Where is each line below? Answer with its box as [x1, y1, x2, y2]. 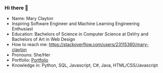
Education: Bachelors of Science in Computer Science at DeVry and [11, 31, 149, 37]
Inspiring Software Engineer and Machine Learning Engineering [11, 21, 140, 26]
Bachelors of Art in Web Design [11, 36, 75, 42]
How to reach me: [11, 42, 48, 48]
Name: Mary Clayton [11, 16, 53, 22]
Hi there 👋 [4, 4, 29, 11]
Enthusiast [11, 26, 33, 32]
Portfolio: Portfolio [11, 57, 48, 63]
